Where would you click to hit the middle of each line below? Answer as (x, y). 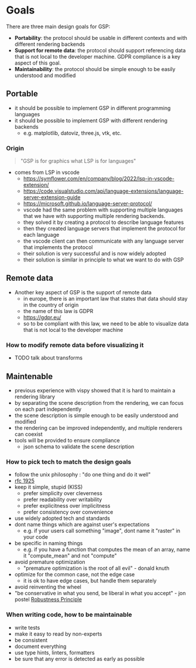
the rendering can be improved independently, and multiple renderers (98, 428)
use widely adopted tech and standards (62, 518)
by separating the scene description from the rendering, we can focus (99, 402)
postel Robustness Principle (48, 599)
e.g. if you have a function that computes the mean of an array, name (106, 549)
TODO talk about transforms (49, 358)
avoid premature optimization (50, 562)
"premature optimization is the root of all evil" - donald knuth (96, 568)
